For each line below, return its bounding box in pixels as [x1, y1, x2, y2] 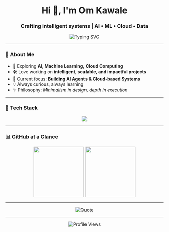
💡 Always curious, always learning [12, 81, 84, 87]
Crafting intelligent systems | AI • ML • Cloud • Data [21, 23, 148, 30]
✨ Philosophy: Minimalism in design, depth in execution [12, 87, 128, 93]
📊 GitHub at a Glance [5, 133, 59, 140]
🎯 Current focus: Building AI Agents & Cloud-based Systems [12, 76, 141, 82]
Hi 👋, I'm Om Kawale [41, 5, 128, 16]
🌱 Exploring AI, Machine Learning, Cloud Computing [12, 63, 123, 69]
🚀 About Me [5, 51, 35, 59]
